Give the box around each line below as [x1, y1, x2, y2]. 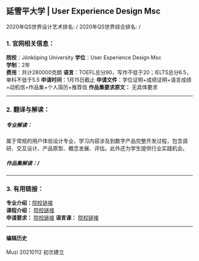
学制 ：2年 [6, 62, 31, 69]
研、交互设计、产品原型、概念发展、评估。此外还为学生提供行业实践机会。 [6, 145, 188, 152]
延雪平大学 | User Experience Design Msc [6, 6, 161, 17]
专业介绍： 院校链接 [6, 199, 53, 206]
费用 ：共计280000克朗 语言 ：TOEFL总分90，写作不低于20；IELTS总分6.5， [6, 69, 192, 76]
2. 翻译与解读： [6, 106, 50, 114]
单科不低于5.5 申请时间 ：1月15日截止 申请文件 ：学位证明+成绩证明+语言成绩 [6, 77, 192, 84]
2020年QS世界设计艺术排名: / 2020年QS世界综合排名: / [6, 23, 141, 30]
